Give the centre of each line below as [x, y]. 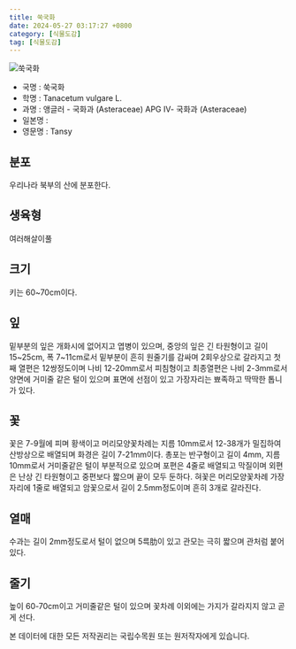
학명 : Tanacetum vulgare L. [72, 98]
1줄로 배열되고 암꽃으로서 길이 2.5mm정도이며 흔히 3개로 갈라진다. [147, 488]
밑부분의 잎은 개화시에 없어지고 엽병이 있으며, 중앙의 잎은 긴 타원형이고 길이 [139, 345]
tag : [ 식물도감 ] [35, 42]
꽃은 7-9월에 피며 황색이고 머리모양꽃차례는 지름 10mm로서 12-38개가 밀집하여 [145, 444]
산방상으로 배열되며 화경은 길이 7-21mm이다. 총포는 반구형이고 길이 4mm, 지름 [145, 455]
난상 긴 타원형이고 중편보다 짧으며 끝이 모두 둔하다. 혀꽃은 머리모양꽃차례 [143, 477]
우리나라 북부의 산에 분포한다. [60, 185]
